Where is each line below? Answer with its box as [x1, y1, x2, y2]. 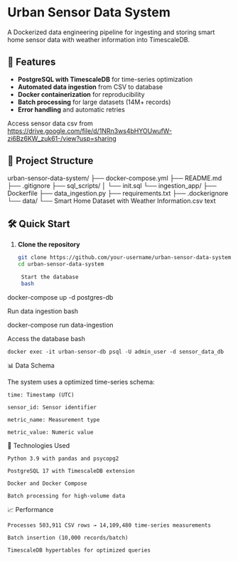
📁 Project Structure [7, 154, 94, 167]
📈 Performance [7, 505, 54, 513]
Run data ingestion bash [7, 307, 78, 315]
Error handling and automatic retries [17, 105, 126, 114]
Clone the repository [17, 240, 80, 249]
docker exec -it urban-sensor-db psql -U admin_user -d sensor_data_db [7, 348, 224, 355]
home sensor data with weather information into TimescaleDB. [7, 35, 190, 43]
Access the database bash [7, 334, 85, 342]
